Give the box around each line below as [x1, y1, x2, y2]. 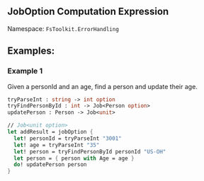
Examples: [7, 45, 55, 57]
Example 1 [7, 66, 43, 76]
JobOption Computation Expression [7, 6, 169, 18]
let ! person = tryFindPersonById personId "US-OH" [13, 148, 166, 155]
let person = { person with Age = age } [13, 155, 135, 162]
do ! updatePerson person [13, 161, 87, 168]
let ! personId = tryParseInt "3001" [13, 134, 122, 142]
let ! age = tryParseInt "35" [13, 141, 100, 148]
